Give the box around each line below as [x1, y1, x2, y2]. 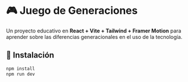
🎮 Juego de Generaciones [6, 4, 138, 17]
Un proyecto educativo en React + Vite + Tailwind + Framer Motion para [6, 27, 182, 34]
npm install [6, 66, 35, 72]
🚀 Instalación [6, 50, 54, 60]
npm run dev [6, 71, 35, 77]
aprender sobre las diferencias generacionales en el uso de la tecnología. [6, 33, 183, 40]
